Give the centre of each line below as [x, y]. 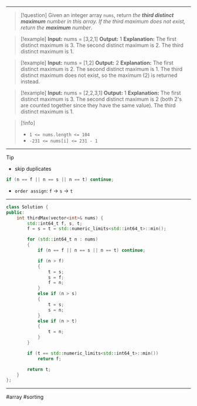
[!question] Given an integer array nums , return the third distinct [97, 15]
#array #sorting [25, 397]
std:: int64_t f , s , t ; [55, 224]
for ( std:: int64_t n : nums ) [63, 239]
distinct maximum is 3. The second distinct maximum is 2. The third [102, 45]
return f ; [49, 358]
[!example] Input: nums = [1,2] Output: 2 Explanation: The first [97, 63]
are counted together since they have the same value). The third [98, 105]
